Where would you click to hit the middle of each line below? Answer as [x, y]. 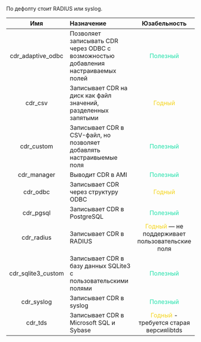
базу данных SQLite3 [100, 266]
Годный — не [164, 226]
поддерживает [164, 234]
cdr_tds [36, 323]
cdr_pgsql [36, 213]
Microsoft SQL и [92, 323]
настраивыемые [94, 158]
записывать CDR [94, 41]
